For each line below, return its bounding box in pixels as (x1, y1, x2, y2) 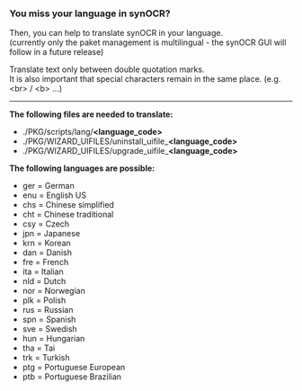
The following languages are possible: (9, 163, 155, 173)
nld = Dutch (22, 276, 67, 287)
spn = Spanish (22, 314, 76, 325)
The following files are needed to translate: (9, 109, 173, 120)
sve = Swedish (22, 324, 78, 334)
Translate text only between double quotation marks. (9, 64, 205, 75)
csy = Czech (22, 218, 70, 229)
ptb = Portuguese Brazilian (22, 371, 122, 382)
